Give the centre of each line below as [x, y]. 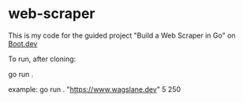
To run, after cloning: [42, 59]
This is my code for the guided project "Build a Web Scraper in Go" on [122, 35]
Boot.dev [23, 43]
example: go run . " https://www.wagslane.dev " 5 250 [95, 89]
